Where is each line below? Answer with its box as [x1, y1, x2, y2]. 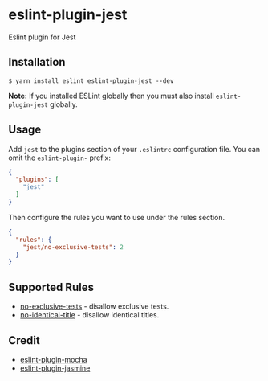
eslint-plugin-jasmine [19, 363, 91, 373]
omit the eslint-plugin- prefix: [8, 153, 111, 162]
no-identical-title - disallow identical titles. [19, 310, 160, 320]
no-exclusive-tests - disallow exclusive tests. [19, 301, 169, 311]
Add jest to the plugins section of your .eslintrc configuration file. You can [8, 144, 261, 154]
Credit [8, 334, 40, 347]
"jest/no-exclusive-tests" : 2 [22, 243, 124, 251]
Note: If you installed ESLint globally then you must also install [8, 91, 214, 100]
